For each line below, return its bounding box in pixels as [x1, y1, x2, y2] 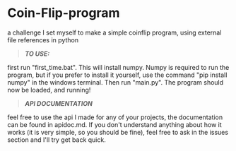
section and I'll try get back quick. [7, 135, 106, 144]
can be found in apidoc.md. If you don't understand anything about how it [7, 120, 223, 128]
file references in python [7, 35, 79, 44]
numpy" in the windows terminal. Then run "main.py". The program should [7, 78, 224, 86]
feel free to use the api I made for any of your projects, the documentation [7, 113, 223, 121]
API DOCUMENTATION [24, 99, 93, 107]
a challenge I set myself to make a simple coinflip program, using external [7, 28, 222, 37]
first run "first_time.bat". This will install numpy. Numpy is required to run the [7, 63, 230, 71]
